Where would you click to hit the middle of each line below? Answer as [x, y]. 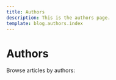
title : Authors [26, 12]
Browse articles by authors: [41, 70]
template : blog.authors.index [45, 23]
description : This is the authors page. [59, 18]
